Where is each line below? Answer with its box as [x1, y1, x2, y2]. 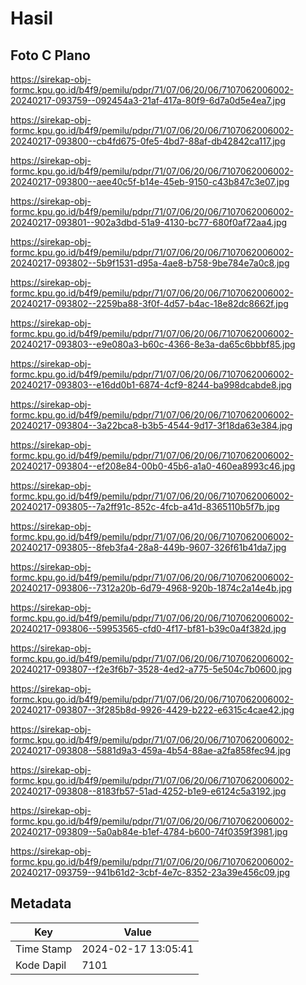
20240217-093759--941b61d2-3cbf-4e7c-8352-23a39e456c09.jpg [10, 867, 291, 878]
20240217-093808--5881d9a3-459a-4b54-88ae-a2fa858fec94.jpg [10, 745, 292, 756]
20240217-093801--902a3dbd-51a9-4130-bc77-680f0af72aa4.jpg [10, 217, 288, 228]
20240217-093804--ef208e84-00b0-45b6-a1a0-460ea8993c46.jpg [10, 460, 296, 472]
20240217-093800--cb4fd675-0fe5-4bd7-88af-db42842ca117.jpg [10, 135, 286, 147]
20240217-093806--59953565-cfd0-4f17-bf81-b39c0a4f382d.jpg [10, 623, 287, 634]
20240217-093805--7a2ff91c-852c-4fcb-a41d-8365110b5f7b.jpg [10, 501, 280, 512]
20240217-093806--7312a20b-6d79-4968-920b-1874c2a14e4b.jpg [10, 582, 293, 594]
